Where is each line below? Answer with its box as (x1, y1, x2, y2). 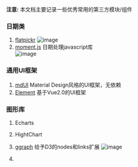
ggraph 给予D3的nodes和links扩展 (14, 143, 100, 150)
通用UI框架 (6, 66, 38, 74)
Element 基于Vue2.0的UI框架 (14, 88, 86, 96)
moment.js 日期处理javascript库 (14, 43, 93, 50)
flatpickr (14, 36, 36, 44)
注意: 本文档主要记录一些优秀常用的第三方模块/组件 (6, 6, 133, 13)
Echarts (14, 119, 34, 126)
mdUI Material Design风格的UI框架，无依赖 (14, 81, 121, 88)
